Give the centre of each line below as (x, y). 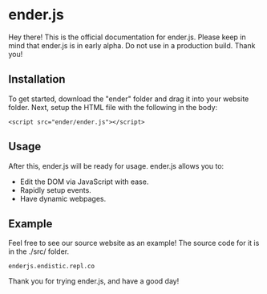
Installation (37, 79)
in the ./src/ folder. (39, 251)
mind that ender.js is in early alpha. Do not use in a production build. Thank (132, 45)
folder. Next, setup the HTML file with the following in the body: (113, 107)
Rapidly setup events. (56, 190)
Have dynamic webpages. (63, 198)
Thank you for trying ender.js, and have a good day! (94, 281)
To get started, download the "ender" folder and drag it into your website (129, 99)
